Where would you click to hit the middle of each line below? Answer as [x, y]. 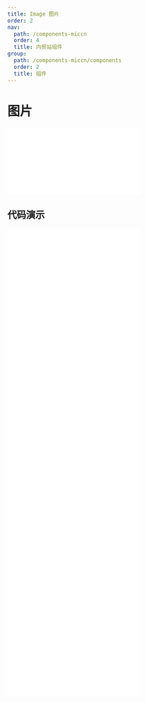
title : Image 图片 [33, 14]
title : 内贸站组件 [38, 47]
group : [17, 54]
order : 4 [27, 41]
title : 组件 [30, 73]
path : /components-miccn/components [68, 61]
